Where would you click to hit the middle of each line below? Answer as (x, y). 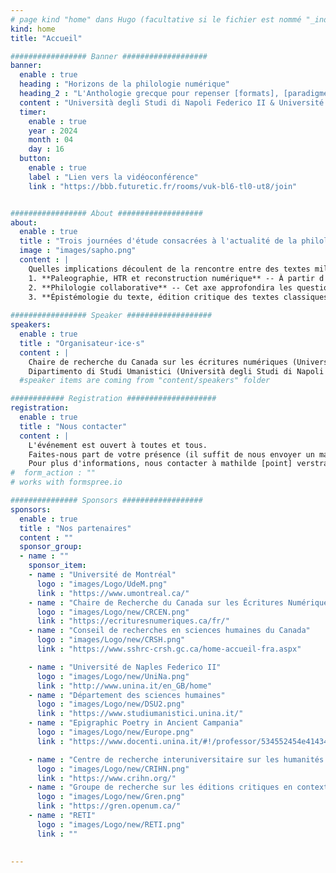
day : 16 (46, 149)
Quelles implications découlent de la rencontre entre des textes (169, 269)
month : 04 (51, 140)
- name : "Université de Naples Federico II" (125, 667)
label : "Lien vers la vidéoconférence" (113, 177)
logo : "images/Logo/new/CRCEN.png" (113, 612)
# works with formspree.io (66, 482)
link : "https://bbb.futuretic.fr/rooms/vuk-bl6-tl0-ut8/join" (163, 186)
